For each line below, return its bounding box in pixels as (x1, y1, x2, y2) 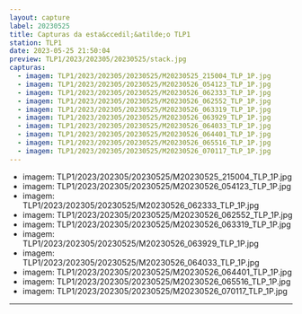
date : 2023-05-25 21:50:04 (9, 47, 111, 56)
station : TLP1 (9, 38, 63, 48)
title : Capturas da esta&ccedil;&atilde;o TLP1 (9, 30, 191, 39)
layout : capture (9, 13, 70, 22)
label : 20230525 (9, 22, 70, 31)
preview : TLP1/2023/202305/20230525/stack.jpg (9, 55, 187, 64)
